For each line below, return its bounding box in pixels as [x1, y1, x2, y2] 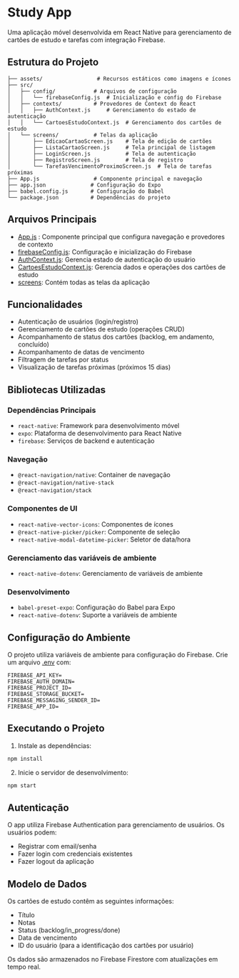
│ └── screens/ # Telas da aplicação [7, 131, 158, 139]
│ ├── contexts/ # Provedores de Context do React [7, 100, 196, 107]
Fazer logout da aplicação [17, 857, 95, 866]
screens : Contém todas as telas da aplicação [17, 278, 150, 286]
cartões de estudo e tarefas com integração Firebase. [7, 35, 166, 44]
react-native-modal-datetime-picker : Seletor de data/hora [17, 535, 191, 544]
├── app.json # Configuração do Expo [7, 181, 161, 189]
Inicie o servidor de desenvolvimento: [17, 768, 128, 777]
